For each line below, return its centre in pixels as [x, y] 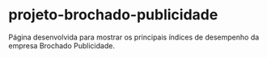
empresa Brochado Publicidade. [62, 45]
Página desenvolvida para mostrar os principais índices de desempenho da [134, 37]
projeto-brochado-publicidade [113, 15]
